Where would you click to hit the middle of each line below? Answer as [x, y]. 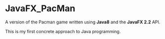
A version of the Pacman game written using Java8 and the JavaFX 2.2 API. [83, 22]
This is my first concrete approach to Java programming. [63, 31]
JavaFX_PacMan [40, 9]
